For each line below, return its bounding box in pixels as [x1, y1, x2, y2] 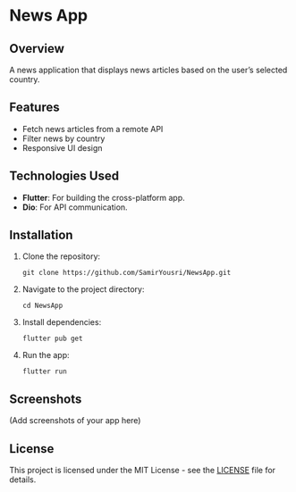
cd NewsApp [21, 301, 63, 311]
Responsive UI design [21, 142, 103, 153]
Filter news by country [21, 133, 106, 144]
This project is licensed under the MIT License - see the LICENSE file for [9, 465, 275, 476]
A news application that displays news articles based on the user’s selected [9, 64, 288, 75]
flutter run [21, 367, 67, 376]
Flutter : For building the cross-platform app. [21, 192, 185, 203]
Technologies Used [9, 169, 119, 184]
